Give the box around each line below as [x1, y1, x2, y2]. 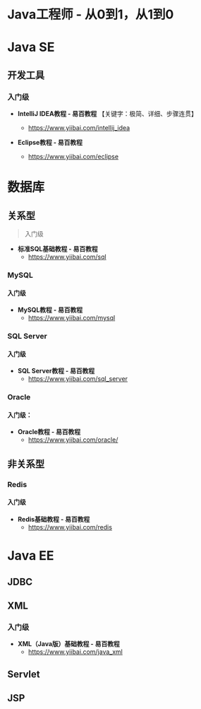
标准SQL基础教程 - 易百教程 [17, 245, 98, 253]
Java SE [7, 40, 55, 55]
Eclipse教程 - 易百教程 [17, 139, 83, 147]
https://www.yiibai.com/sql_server [28, 375, 128, 383]
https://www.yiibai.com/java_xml [28, 648, 123, 656]
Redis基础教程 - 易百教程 [17, 515, 90, 523]
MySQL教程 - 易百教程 [17, 305, 83, 315]
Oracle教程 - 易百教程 [17, 428, 81, 436]
